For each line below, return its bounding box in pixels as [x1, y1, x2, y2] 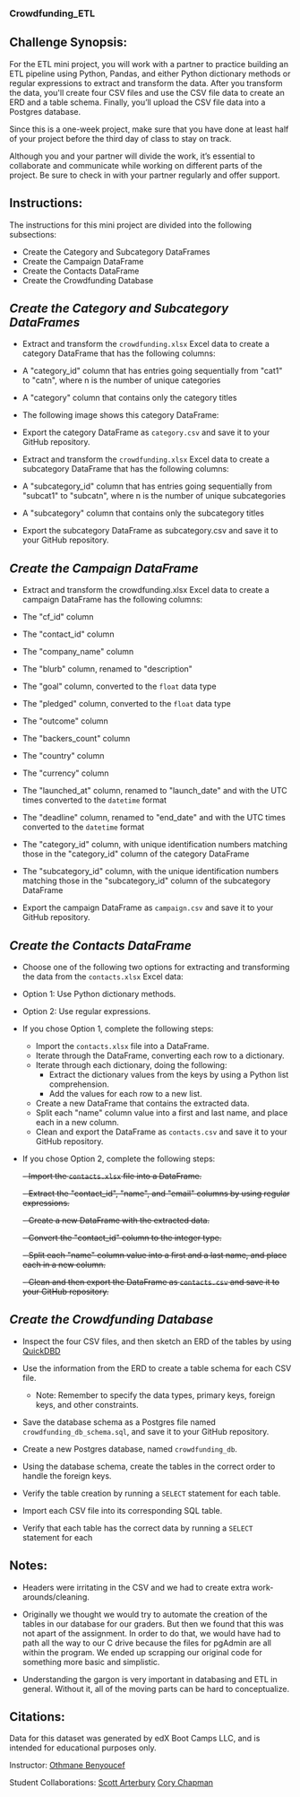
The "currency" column [21, 768, 109, 778]
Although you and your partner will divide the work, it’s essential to [9, 151, 255, 161]
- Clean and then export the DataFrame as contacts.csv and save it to [21, 1276, 280, 1287]
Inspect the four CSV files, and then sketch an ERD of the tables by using [21, 1335, 292, 1347]
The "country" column [21, 751, 105, 761]
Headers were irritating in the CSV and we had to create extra [21, 1582, 251, 1593]
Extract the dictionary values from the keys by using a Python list [48, 1069, 289, 1080]
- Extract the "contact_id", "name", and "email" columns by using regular [21, 1187, 291, 1199]
